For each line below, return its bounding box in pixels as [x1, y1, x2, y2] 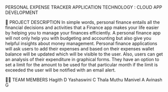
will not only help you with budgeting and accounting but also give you [5, 35, 152, 41]
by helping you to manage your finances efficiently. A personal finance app [5, 30, 161, 35]
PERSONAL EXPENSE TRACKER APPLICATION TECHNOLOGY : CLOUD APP [5, 4, 162, 10]
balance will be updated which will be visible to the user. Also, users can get [5, 51, 163, 57]
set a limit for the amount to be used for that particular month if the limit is [5, 62, 158, 67]
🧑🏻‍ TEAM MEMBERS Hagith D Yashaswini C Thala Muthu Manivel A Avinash [5, 77, 162, 82]
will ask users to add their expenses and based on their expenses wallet [5, 46, 154, 51]
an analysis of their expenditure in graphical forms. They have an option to [5, 56, 159, 62]
